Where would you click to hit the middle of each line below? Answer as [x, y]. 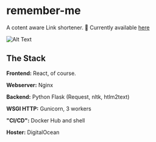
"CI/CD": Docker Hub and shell [46, 120]
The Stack [26, 59]
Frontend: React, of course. [41, 73]
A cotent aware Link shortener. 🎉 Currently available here [78, 27]
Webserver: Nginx [30, 85]
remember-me [44, 11]
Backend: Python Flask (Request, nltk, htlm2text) [68, 97]
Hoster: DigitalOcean [33, 132]
